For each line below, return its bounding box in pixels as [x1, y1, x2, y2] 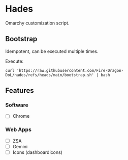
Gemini [12, 143, 28, 149]
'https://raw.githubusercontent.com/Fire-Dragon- [16, 68, 124, 73]
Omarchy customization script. [5, 20, 70, 26]
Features [5, 86, 34, 95]
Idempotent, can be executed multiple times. [5, 48, 99, 54]
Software [5, 101, 29, 109]
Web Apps [5, 126, 32, 133]
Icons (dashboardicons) [12, 149, 62, 155]
